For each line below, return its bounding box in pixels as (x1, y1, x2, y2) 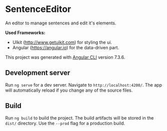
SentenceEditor (5, 3, 71, 15)
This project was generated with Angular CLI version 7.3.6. (5, 54, 125, 60)
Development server (5, 69, 70, 77)
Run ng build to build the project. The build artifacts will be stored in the (5, 115, 154, 121)
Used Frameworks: (5, 29, 45, 35)
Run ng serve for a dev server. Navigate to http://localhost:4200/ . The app (5, 82, 162, 88)
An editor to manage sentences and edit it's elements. (5, 20, 116, 26)
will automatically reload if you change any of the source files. (5, 87, 133, 93)
